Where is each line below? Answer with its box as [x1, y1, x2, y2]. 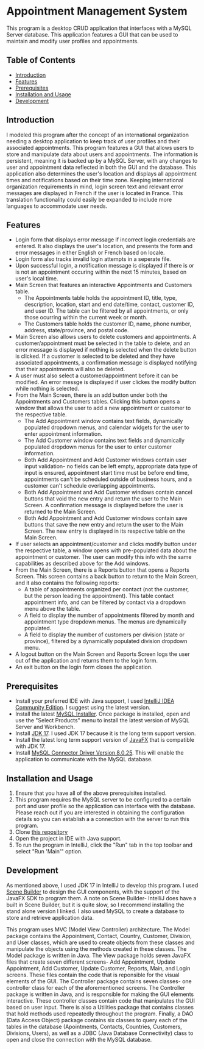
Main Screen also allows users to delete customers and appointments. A [15, 333, 197, 341]
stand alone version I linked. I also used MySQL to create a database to [6, 907, 185, 915]
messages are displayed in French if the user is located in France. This [6, 189, 183, 196]
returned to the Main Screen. [24, 508, 97, 516]
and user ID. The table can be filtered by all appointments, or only [24, 307, 189, 315]
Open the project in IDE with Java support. [15, 835, 122, 842]
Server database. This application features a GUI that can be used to [6, 30, 178, 38]
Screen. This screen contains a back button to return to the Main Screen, [15, 573, 199, 580]
